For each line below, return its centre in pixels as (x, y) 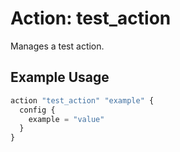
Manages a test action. (57, 46)
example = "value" (66, 119)
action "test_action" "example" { (82, 100)
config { (37, 110)
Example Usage (60, 77)
